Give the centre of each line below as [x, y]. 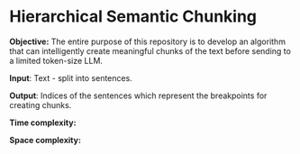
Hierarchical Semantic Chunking [133, 17]
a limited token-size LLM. [56, 60]
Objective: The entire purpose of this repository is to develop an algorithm [148, 41]
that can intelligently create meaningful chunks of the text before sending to [150, 50]
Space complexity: [45, 140]
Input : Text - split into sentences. [71, 77]
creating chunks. [41, 104]
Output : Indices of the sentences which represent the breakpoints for [138, 95]
